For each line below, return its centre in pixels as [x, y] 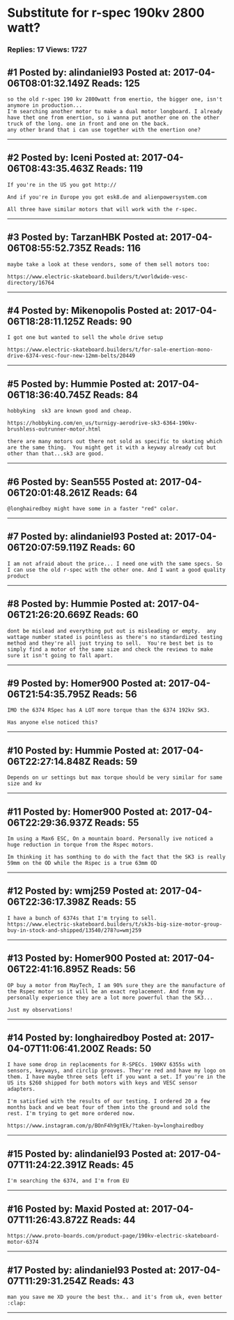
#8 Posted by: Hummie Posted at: [81, 604]
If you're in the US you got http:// [62, 185]
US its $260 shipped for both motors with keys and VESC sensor [102, 1083]
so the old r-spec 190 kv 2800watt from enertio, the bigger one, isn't [115, 99]
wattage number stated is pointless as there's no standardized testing [115, 637]
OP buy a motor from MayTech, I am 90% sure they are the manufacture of [117, 985]
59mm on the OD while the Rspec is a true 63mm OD [82, 863]
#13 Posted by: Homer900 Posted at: [89, 958]
